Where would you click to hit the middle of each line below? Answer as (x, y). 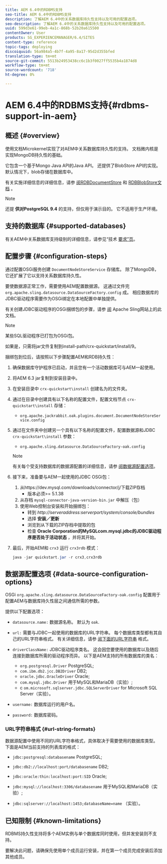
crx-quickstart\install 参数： (44, 436)
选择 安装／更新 (43, 518)
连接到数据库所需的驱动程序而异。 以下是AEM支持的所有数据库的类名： (85, 656)
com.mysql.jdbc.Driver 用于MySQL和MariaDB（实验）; (76, 682)
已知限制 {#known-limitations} (53, 821)
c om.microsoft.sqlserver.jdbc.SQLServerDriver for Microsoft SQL (88, 688)
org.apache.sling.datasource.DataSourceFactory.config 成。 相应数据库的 (82, 292)
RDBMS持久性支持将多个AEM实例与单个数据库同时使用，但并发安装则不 (79, 834)
